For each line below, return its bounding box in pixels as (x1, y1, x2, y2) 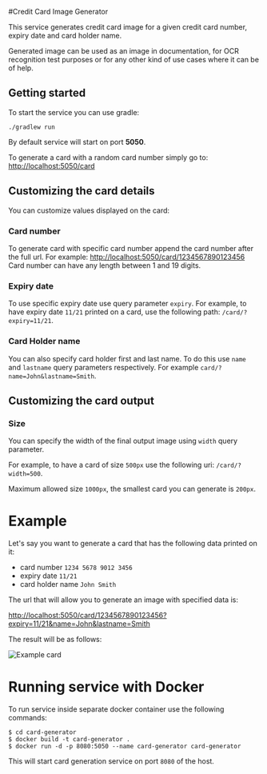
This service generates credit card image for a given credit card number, (8, 22, 248, 31)
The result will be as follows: (8, 635, 102, 644)
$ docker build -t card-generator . (8, 736, 130, 744)
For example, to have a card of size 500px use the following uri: (8, 460, 215, 470)
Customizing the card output (8, 393, 154, 407)
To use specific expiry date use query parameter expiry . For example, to (8, 299, 247, 309)
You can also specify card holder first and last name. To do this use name (8, 353, 246, 363)
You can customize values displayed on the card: (8, 205, 170, 215)
